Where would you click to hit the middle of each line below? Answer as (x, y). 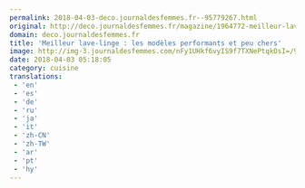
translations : (36, 77)
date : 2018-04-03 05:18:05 (60, 60)
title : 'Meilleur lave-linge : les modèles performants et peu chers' (146, 43)
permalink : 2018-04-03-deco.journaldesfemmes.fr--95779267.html (133, 18)
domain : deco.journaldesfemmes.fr (75, 34)
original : (28, 26)
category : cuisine (44, 69)
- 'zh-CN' (32, 136)
